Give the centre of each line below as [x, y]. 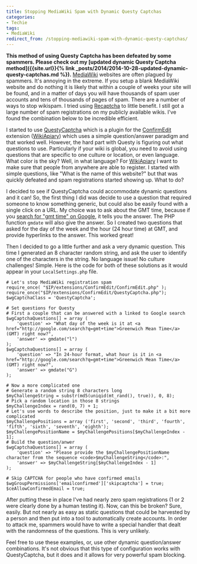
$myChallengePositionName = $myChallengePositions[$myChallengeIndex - [96, 432]
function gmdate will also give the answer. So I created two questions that [94, 222]
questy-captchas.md [33, 75]
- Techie [17, 22]
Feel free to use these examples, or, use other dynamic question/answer [94, 542]
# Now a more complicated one [43, 385]
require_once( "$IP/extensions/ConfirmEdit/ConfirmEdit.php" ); [86, 288]
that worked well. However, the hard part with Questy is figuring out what [95, 142]
